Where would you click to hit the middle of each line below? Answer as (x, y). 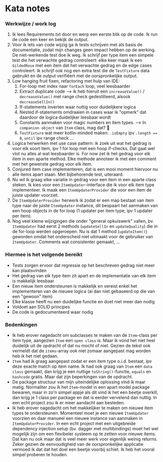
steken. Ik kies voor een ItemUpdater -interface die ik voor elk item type (83, 185)
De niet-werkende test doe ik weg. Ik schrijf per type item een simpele (83, 55)
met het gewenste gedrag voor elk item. (52, 164)
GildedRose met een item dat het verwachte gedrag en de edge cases (82, 65)
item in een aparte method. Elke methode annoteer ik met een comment (84, 159)
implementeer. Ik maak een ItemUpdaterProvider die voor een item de (82, 190)
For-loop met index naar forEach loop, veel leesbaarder (75, 86)
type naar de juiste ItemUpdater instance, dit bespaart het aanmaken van (85, 206)
